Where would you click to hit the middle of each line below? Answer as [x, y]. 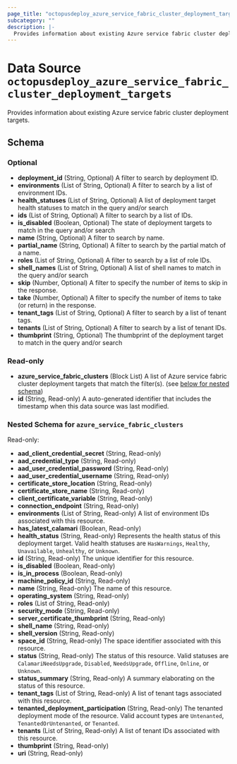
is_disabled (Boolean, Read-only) [66, 566]
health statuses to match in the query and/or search [93, 207]
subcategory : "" [31, 20]
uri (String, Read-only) [50, 753]
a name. [29, 253]
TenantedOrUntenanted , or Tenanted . [68, 723]
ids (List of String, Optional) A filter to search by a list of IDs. [105, 215]
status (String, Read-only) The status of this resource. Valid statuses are [123, 656]
